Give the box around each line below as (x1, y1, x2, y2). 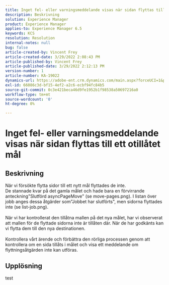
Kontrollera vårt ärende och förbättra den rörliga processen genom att (5, 236, 150, 243)
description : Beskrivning (5, 12, 59, 17)
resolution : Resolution (5, 36, 55, 41)
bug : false (5, 45, 28, 50)
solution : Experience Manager (5, 17, 69, 22)
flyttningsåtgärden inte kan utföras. (5, 247, 78, 253)
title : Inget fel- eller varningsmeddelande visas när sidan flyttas (5, 7, 154, 13)
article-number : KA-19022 (5, 73, 59, 78)
